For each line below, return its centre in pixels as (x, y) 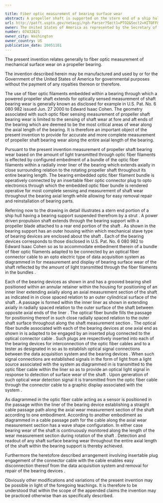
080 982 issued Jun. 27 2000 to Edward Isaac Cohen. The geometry (74, 109)
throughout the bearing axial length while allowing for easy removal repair (79, 196)
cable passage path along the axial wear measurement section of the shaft (80, 410)
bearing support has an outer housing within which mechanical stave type (79, 231)
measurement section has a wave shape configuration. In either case (74, 425)
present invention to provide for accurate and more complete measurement (80, 134)
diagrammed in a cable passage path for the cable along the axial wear (76, 420)
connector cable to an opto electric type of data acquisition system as (75, 257)
